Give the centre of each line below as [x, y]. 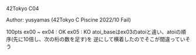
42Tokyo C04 [23, 8]
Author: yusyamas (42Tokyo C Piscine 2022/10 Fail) [68, 20]
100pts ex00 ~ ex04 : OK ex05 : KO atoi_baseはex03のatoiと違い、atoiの [94, 32]
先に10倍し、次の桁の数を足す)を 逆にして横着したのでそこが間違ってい [99, 39]
